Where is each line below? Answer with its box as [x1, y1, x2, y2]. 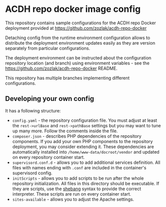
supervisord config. [12, 170, 53, 176]
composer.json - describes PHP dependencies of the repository [12, 133, 142, 139]
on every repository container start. [12, 154, 85, 160]
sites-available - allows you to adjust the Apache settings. [12, 196, 135, 202]
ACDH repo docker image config [5, 3, 141, 15]
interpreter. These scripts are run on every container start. [12, 191, 131, 197]
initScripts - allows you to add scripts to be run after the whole [12, 175, 144, 181]
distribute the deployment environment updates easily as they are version [5, 40, 156, 46]
